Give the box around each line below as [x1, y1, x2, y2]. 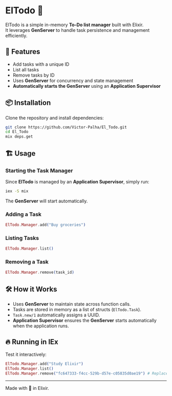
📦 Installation [5, 99, 51, 107]
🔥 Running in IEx [5, 337, 58, 346]
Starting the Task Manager [5, 167, 73, 174]
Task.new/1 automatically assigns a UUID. [12, 312, 100, 318]
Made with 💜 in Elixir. [5, 385, 50, 391]
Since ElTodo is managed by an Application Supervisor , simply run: [5, 178, 149, 184]
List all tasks [12, 66, 39, 72]
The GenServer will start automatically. [5, 198, 88, 204]
